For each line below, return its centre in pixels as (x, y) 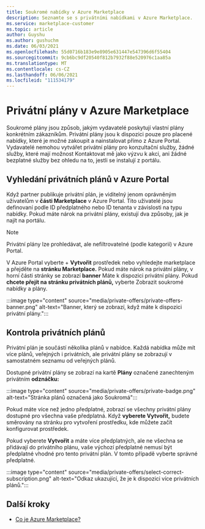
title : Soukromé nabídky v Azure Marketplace (65, 12)
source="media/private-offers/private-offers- (126, 300)
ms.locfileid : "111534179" (41, 80)
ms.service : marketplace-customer (50, 23)
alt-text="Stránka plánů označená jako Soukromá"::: (72, 397)
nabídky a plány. (27, 288)
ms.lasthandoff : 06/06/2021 (42, 75)
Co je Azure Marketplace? (48, 519)
